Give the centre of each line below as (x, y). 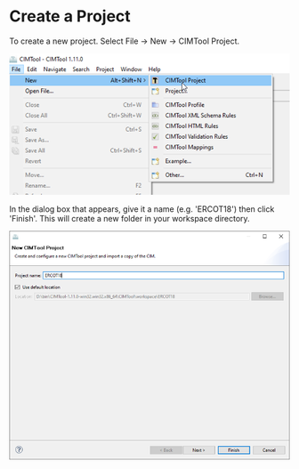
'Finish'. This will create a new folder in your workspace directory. (130, 218)
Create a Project (70, 16)
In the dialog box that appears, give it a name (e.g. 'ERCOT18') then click (142, 209)
